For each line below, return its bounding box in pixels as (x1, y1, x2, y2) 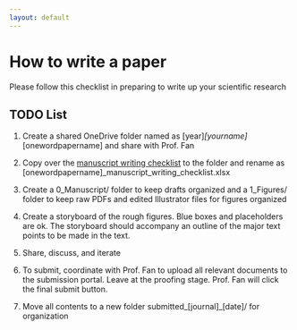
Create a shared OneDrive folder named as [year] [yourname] (21, 131, 248, 141)
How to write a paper (9, 51, 167, 72)
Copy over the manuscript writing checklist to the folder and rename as (21, 157, 285, 168)
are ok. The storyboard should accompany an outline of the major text (21, 221, 281, 232)
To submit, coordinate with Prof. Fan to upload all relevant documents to (21, 265, 288, 275)
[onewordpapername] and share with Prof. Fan (21, 140, 195, 151)
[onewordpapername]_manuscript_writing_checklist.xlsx (21, 167, 231, 178)
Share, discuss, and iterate (21, 248, 121, 258)
